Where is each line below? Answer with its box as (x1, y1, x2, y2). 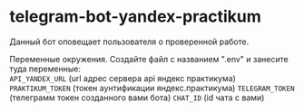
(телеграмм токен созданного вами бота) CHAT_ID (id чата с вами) (9, 92, 265, 103)
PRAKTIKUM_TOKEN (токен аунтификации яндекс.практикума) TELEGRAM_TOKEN (9, 82, 295, 93)
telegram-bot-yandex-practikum (9, 6, 261, 27)
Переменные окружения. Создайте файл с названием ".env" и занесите (9, 53, 289, 64)
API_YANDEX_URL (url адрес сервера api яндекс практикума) (9, 72, 236, 83)
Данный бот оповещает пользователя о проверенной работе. (9, 36, 250, 47)
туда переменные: (9, 63, 82, 74)
